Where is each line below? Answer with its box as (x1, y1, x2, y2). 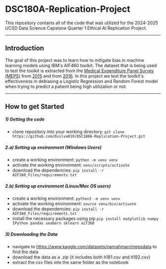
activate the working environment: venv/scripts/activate (12, 162, 130, 168)
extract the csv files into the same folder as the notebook (12, 260, 129, 266)
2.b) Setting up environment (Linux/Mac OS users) (5, 183, 111, 189)
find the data (12, 249, 39, 255)
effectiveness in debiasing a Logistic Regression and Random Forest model (5, 78, 158, 84)
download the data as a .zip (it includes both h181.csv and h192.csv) (12, 254, 151, 260)
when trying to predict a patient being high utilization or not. (5, 83, 127, 90)
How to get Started (5, 102, 64, 111)
